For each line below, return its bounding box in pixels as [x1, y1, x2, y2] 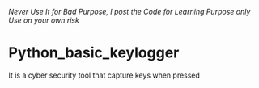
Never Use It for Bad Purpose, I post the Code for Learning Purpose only [8, 7, 251, 16]
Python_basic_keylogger [8, 44, 180, 62]
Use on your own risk [8, 15, 79, 25]
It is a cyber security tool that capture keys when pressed [8, 70, 201, 80]
